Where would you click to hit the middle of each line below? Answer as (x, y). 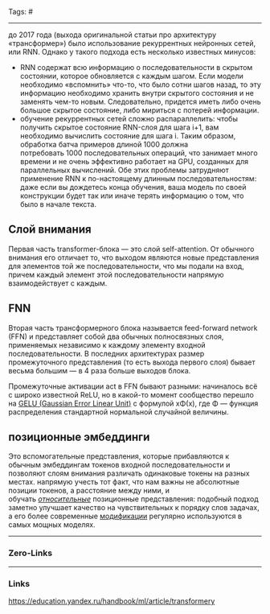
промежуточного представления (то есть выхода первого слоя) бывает (132, 362)
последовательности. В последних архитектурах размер (106, 353)
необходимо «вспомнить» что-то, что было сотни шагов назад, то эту (140, 84)
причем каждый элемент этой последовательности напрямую (116, 274)
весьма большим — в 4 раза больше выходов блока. (100, 370)
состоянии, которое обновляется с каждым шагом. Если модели (131, 76)
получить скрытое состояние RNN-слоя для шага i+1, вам (119, 127)
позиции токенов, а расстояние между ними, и (89, 491)
